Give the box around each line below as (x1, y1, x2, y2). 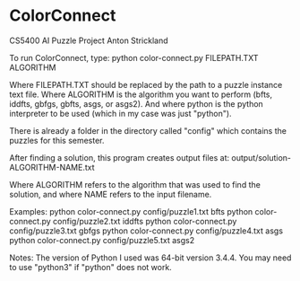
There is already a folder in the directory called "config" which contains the (9, 125, 287, 136)
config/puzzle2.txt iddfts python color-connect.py (52, 215, 237, 226)
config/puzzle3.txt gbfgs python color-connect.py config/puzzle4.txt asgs (9, 225, 284, 236)
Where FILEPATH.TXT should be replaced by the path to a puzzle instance (9, 79, 283, 90)
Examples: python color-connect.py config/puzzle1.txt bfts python (9, 206, 253, 216)
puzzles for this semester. (9, 135, 105, 145)
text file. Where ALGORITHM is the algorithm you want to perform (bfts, (9, 89, 273, 100)
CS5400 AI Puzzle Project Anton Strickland (9, 35, 168, 46)
